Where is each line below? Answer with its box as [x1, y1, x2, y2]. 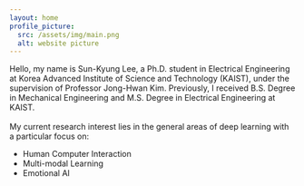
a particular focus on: [9, 131, 90, 142]
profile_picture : [9, 22, 75, 31]
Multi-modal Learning [22, 158, 104, 169]
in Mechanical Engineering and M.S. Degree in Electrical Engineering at [9, 93, 276, 103]
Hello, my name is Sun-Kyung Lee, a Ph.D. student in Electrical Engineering [9, 64, 290, 74]
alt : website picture [17, 38, 100, 48]
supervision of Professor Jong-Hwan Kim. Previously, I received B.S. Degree [9, 83, 296, 93]
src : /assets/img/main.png [17, 30, 120, 39]
